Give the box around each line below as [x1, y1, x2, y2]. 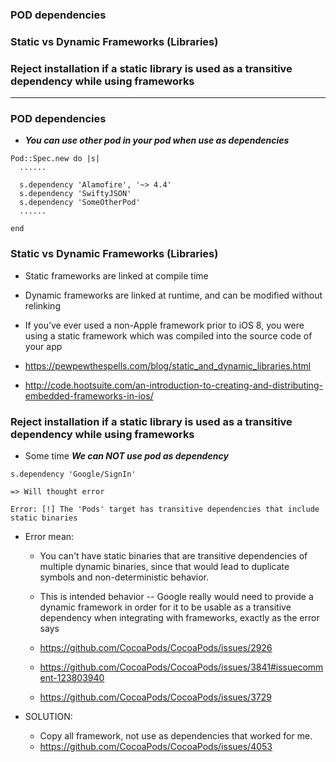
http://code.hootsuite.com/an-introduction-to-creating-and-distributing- [24, 379, 323, 391]
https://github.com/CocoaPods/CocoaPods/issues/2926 [39, 642, 273, 654]
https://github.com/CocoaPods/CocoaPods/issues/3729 [39, 691, 272, 703]
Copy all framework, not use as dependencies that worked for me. [39, 730, 313, 742]
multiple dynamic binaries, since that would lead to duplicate [39, 561, 290, 573]
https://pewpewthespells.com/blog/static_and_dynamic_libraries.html [24, 359, 312, 372]
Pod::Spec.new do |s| [10, 154, 101, 164]
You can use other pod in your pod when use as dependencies [24, 134, 290, 147]
